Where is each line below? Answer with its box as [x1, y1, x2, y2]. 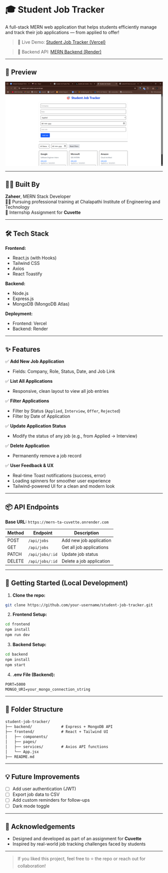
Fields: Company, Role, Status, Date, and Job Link [12, 368, 115, 374]
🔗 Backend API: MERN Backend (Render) [17, 49, 101, 55]
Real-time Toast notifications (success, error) [12, 472, 106, 478]
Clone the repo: [12, 592, 46, 598]
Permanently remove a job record [12, 453, 81, 459]
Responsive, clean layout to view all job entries [12, 388, 109, 394]
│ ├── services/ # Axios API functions [5, 744, 108, 749]
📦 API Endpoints [5, 503, 59, 512]
